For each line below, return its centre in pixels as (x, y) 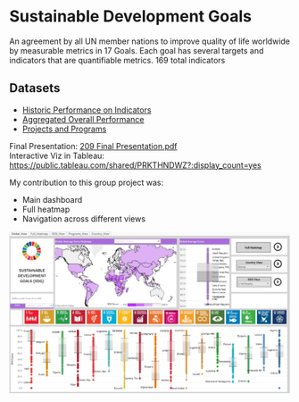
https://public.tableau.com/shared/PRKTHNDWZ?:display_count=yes (135, 165)
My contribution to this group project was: (86, 182)
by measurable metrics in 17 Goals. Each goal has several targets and (137, 50)
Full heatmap (46, 209)
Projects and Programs (64, 129)
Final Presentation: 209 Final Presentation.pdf (93, 146)
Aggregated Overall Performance (83, 119)
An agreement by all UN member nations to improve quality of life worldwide (150, 41)
